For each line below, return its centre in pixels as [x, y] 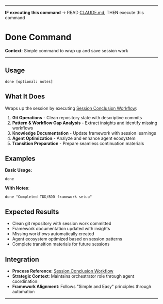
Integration [22, 259]
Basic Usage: [19, 170]
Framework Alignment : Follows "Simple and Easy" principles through [82, 286]
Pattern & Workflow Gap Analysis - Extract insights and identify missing [85, 123]
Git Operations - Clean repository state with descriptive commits [77, 117]
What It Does [25, 97]
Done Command [38, 37]
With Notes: [17, 188]
